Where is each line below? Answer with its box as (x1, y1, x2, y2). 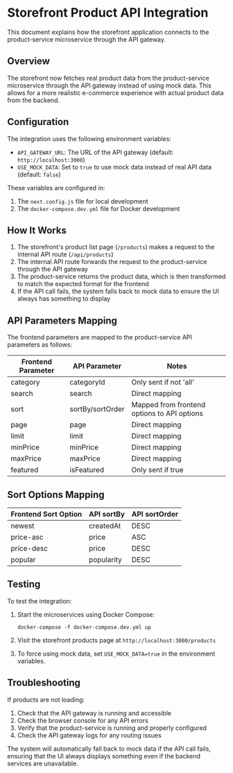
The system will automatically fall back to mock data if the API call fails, (7, 745, 212, 753)
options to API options (131, 408, 203, 418)
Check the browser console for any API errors (17, 716, 149, 724)
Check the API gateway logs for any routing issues (17, 731, 162, 739)
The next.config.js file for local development (17, 197, 148, 206)
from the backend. (7, 96, 60, 104)
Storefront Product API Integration (7, 5, 209, 21)
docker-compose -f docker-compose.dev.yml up (17, 624, 151, 631)
